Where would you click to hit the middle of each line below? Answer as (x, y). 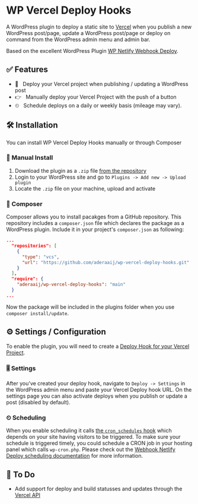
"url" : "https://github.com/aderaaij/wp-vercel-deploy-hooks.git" (106, 262)
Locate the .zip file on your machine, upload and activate (85, 188)
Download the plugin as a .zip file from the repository (80, 170)
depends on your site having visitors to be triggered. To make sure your (93, 437)
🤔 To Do (21, 475)
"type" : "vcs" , (41, 257)
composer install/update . (38, 313)
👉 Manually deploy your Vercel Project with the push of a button (95, 97)
